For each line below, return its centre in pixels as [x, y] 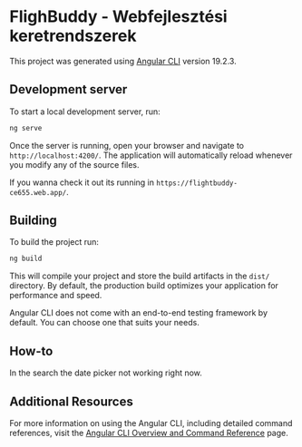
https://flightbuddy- [197, 183]
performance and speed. [56, 296]
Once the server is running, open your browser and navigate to [127, 145]
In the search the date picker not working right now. [106, 373]
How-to [31, 351]
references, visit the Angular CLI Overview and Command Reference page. [149, 432]
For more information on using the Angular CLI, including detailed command [151, 423]
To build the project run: [54, 242]
